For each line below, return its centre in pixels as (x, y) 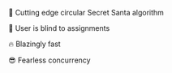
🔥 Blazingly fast (34, 44)
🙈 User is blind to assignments (59, 28)
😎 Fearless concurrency (49, 60)
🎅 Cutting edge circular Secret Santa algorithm (86, 13)
